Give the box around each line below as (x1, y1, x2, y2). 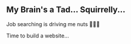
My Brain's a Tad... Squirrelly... (6, 5, 126, 15)
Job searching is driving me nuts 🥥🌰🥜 (6, 20, 100, 27)
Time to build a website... (6, 32, 69, 39)
